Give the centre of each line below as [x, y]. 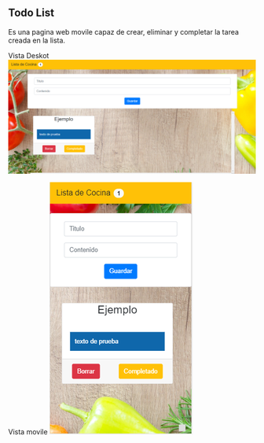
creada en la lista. [37, 40]
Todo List [31, 13]
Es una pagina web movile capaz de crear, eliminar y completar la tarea [124, 31]
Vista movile [28, 431]
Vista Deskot [29, 55]
